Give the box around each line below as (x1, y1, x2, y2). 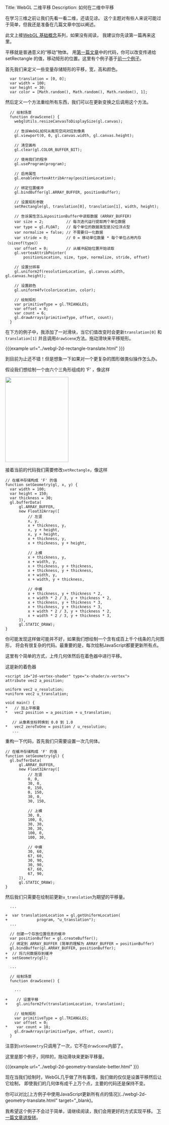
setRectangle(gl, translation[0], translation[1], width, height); (14, 204, 159, 209)
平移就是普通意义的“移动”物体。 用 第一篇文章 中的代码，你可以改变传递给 (5, 49, 156, 55)
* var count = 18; (5, 1025, 51, 1030)
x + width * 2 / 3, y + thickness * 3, (27, 613, 112, 618)
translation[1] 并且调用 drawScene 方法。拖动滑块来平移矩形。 (5, 335, 134, 341)
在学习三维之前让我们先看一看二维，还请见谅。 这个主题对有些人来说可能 (5, 15, 157, 21)
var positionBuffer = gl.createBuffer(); (10, 936, 98, 941)
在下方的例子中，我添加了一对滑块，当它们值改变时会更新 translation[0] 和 (5, 329, 162, 335)
